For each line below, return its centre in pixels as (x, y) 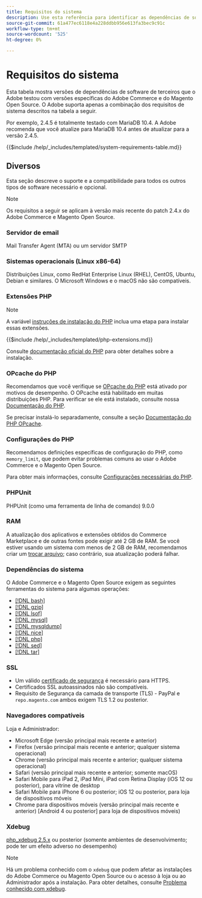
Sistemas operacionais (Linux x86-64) (64, 261)
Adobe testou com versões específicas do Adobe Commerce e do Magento (100, 98)
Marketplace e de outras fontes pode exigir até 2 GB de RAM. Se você (93, 541)
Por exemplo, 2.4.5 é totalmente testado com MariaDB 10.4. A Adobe (91, 123)
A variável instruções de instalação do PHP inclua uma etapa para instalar (98, 321)
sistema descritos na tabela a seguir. (52, 111)
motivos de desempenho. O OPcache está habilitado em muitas (85, 392)
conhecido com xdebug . (36, 889)
